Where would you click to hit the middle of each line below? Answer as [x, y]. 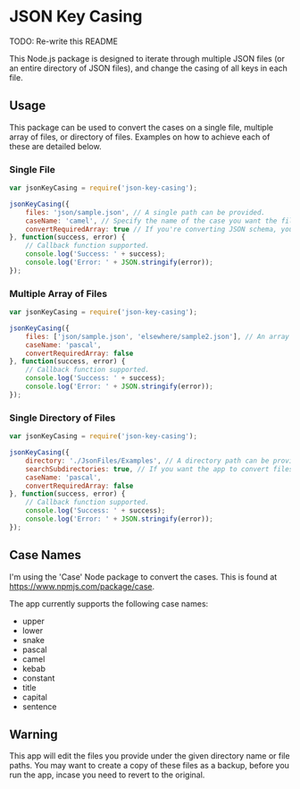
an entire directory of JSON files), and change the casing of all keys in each [149, 68]
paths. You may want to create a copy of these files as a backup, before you [150, 766]
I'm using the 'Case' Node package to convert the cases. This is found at [143, 577]
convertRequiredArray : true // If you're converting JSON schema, [151, 229]
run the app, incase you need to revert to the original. [107, 775]
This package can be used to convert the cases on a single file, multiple [142, 127]
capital [34, 697]
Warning [33, 734]
